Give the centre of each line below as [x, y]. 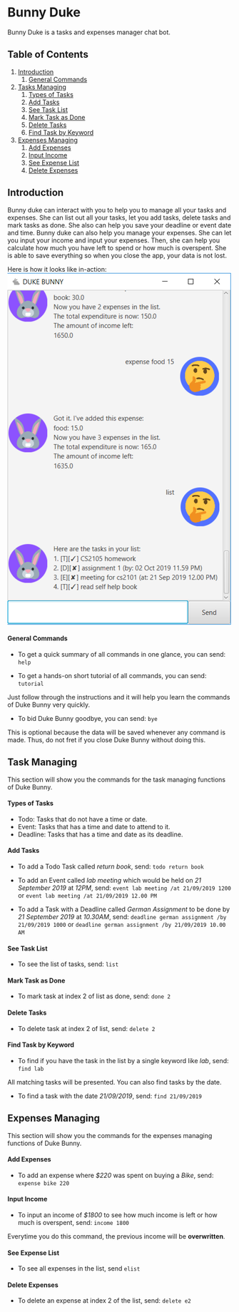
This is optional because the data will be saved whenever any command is [117, 732]
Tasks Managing [42, 87]
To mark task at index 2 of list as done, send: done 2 [94, 996]
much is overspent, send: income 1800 [73, 1223]
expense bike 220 [44, 1183]
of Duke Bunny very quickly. [49, 704]
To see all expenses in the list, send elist [79, 1269]
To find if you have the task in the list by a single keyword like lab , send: [123, 1060]
